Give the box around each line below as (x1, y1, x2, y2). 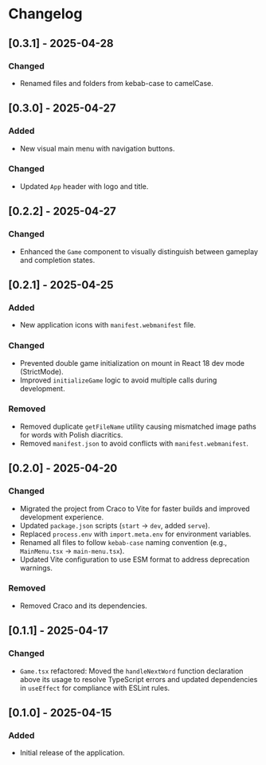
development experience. (19, 512, 104, 522)
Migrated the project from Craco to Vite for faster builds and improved (19, 504, 250, 513)
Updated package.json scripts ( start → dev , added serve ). (19, 520, 210, 530)
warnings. (19, 563, 53, 572)
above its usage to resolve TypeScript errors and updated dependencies (19, 674, 258, 684)
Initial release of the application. (19, 748, 125, 758)
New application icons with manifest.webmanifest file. (19, 320, 197, 330)
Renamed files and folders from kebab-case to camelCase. (19, 78, 213, 88)
